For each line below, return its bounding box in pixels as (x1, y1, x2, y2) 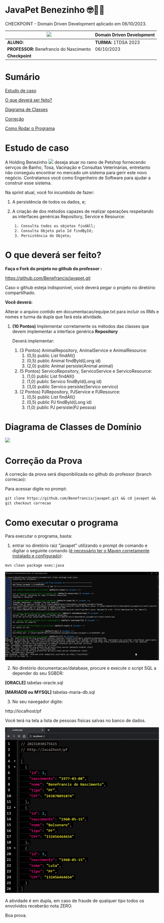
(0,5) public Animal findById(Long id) (26, 358, 101, 363)
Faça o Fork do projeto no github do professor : (5, 265, 102, 271)
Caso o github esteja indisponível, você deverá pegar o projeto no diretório (5, 284, 156, 290)
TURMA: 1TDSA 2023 (95, 39, 140, 45)
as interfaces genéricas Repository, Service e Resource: (12, 213, 125, 219)
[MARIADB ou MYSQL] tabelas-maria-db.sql (5, 689, 95, 695)
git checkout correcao (5, 501, 51, 506)
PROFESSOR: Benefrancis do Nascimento (7, 46, 91, 52)
